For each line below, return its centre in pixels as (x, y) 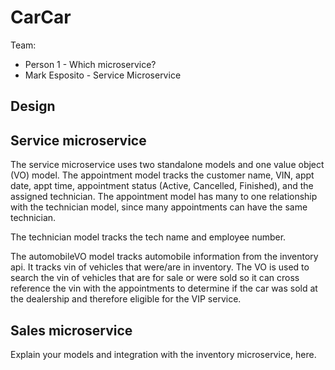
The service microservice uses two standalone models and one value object (167, 165)
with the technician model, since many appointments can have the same (159, 207)
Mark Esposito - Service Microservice (103, 75)
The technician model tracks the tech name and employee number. (148, 237)
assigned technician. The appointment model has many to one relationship (164, 197)
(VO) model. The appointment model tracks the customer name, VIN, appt (162, 175)
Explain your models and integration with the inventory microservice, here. (163, 354)
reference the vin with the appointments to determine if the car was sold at (164, 288)
